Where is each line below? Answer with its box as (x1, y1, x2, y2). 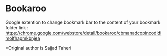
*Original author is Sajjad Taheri (5, 45, 72, 51)
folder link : (5, 24, 29, 30)
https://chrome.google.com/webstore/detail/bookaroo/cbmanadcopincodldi (5, 30, 162, 36)
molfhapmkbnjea (5, 35, 40, 41)
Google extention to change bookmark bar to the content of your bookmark (5, 19, 161, 25)
